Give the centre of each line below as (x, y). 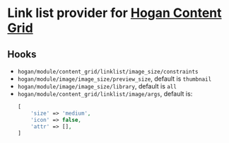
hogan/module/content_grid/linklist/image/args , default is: (105, 94)
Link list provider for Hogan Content (114, 13)
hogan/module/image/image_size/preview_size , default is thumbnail (114, 79)
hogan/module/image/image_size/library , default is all (97, 86)
